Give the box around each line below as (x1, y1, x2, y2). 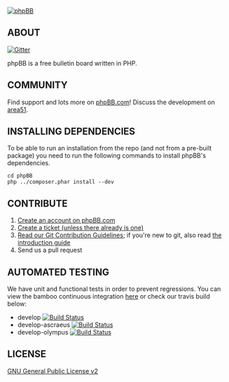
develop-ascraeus (17, 320, 71, 329)
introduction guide (17, 239, 71, 247)
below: (7, 299, 27, 308)
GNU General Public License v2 (7, 367, 98, 375)
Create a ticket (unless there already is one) (17, 224, 144, 232)
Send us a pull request (17, 246, 83, 255)
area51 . (7, 105, 29, 113)
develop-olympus (17, 328, 69, 337)
